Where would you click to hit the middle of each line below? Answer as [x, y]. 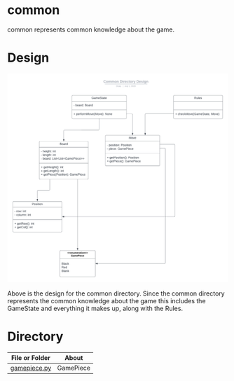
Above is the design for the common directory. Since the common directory [116, 293]
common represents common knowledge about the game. [91, 29]
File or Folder [31, 358]
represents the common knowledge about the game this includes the [106, 300]
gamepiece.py [31, 368]
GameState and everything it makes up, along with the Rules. [95, 308]
